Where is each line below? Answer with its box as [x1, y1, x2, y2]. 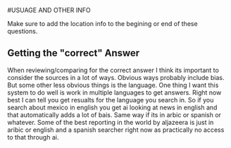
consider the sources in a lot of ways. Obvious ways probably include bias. [7, 73, 225, 81]
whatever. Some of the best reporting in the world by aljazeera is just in [7, 118, 214, 126]
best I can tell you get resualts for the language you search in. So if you [7, 95, 214, 104]
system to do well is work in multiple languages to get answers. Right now [7, 88, 222, 97]
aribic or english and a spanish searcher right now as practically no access [7, 126, 225, 134]
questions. [7, 27, 38, 35]
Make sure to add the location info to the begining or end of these [7, 20, 199, 27]
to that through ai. [7, 133, 59, 141]
